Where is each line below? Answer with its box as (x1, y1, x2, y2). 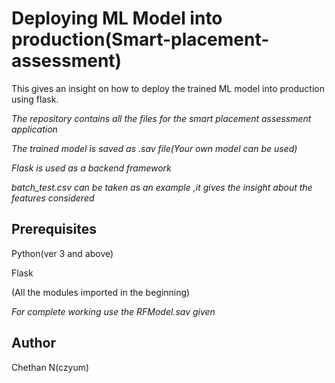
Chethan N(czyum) (11, 361, 90, 373)
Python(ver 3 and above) (11, 247, 114, 259)
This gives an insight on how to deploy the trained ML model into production (11, 82, 325, 94)
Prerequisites (11, 221, 97, 238)
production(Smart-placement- (11, 28, 270, 51)
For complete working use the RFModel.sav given (11, 305, 216, 317)
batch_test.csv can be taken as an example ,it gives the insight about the (11, 181, 313, 193)
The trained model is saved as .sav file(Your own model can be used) (11, 142, 298, 154)
